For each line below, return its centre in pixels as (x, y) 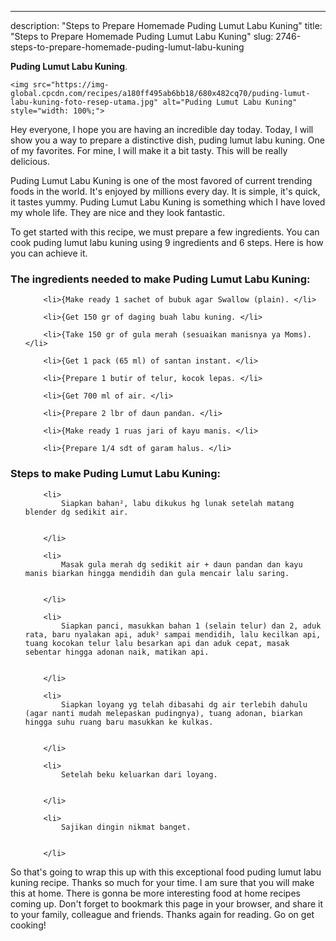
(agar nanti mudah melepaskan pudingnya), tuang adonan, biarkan (163, 713)
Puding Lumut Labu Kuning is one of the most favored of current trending (161, 180)
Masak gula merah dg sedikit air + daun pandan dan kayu (182, 564)
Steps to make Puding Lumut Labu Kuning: (116, 474)
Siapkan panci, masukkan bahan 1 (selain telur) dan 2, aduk (191, 626)
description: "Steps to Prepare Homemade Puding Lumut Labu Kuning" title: (166, 25)
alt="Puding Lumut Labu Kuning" (230, 102)
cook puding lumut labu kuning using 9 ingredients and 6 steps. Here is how (167, 242)
